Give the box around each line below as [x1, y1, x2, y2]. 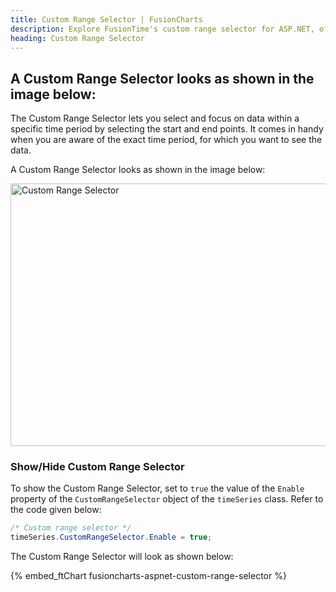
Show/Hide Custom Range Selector [10, 460, 185, 474]
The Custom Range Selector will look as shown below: [10, 551, 234, 563]
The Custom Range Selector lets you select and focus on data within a [10, 112, 300, 125]
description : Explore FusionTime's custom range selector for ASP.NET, [10, 24, 315, 34]
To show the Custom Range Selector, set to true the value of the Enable [10, 482, 305, 495]
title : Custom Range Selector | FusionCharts [10, 14, 203, 25]
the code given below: [10, 504, 102, 516]
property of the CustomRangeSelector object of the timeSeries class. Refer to [10, 493, 324, 505]
